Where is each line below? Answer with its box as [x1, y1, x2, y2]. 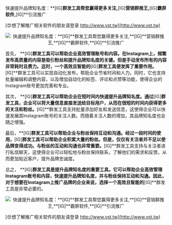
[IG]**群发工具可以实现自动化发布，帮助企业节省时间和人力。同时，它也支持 [5, 70, 166, 76]
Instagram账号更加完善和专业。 [5, 83, 72, 89]
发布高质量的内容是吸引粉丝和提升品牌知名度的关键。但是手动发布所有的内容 [5, 57, 167, 63]
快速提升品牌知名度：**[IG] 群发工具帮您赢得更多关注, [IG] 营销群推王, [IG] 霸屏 [5, 5, 166, 11]
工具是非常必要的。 [5, 186, 46, 192]
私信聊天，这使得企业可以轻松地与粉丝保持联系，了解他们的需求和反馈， [9, 149, 162, 155]
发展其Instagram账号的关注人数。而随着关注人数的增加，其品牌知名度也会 [9, 113, 165, 118]
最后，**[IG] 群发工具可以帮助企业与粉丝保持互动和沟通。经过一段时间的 [5, 130, 157, 136]
